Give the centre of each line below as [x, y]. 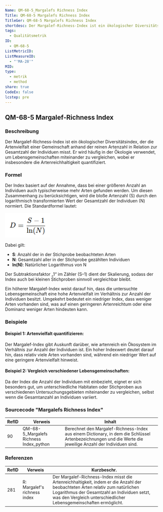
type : [10, 72]
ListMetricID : [19, 51]
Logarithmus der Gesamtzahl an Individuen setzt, [101, 493]
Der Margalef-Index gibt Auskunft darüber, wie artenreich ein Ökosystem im [81, 344]
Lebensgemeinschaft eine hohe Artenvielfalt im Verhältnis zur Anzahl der [78, 294]
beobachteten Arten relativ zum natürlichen [96, 487]
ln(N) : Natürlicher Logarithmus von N [49, 265]
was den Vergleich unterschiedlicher [89, 497]
